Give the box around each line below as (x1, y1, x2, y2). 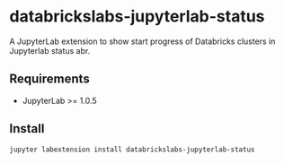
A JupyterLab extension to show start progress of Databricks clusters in (9, 36, 276, 47)
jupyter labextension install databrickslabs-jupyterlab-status (9, 145, 255, 154)
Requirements (9, 72, 90, 87)
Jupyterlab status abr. (9, 45, 91, 56)
